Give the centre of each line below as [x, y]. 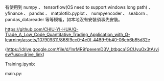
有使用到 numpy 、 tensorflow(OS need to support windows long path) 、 [79, 7]
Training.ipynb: [20, 64]
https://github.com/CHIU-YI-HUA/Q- [42, 29]
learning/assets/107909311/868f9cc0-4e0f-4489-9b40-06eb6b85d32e [78, 40]
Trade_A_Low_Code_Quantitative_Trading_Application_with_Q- [68, 34]
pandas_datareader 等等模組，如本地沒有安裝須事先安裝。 [64, 19]
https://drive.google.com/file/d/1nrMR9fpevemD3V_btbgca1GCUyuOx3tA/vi [83, 49]
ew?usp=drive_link [24, 54]
